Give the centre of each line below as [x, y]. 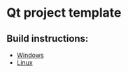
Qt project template [64, 13]
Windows [30, 55]
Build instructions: [48, 39]
